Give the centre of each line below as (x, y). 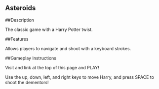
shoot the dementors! (27, 82)
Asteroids (20, 8)
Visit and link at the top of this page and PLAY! (52, 67)
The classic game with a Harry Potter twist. (49, 30)
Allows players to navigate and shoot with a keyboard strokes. (68, 48)
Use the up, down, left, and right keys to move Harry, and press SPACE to (80, 77)
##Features (17, 39)
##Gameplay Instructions (31, 58)
